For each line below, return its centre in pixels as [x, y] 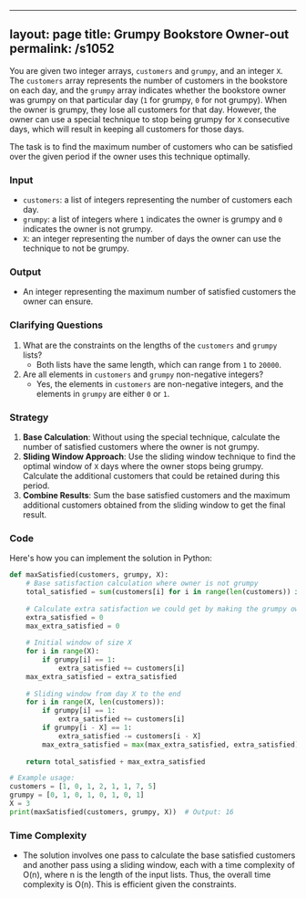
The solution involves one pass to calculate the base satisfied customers [159, 855]
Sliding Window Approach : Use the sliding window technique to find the [159, 456]
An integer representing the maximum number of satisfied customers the [159, 292]
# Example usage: [42, 778]
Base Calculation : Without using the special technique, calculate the [151, 437]
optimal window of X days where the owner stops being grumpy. [143, 466]
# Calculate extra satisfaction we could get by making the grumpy [156, 609]
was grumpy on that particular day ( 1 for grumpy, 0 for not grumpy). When [148, 99]
